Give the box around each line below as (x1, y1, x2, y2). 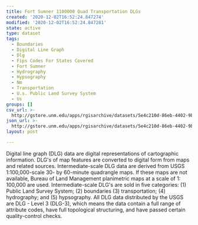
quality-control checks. (6, 212, 62, 219)
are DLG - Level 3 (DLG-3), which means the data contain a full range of (6, 200, 181, 207)
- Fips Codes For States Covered (11, 58, 94, 63)
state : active (6, 25, 41, 31)
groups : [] (6, 101, 33, 108)
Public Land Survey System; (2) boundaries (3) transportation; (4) (6, 187, 166, 194)
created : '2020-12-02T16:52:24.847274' (6, 14, 104, 20)
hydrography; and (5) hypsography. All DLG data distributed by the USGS (6, 193, 184, 200)
